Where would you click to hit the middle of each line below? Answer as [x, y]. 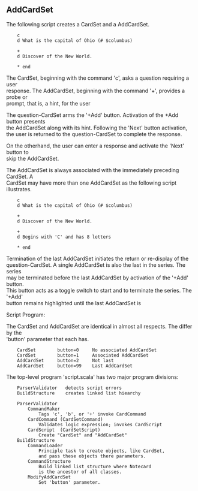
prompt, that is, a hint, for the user [49, 103]
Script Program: [26, 315]
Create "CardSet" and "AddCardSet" [83, 435]
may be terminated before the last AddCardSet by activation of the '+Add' [97, 278]
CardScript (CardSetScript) [64, 430]
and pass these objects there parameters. [92, 456]
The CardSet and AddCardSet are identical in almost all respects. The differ [99, 326]
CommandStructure [49, 461]
